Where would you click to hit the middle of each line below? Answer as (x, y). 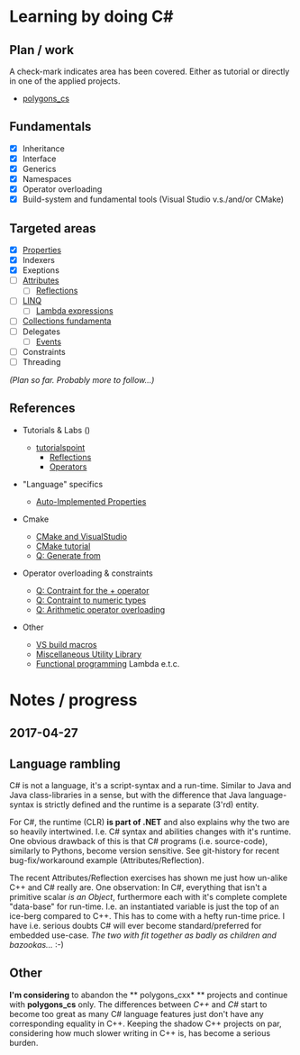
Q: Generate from (68, 555)
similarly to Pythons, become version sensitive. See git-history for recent (145, 850)
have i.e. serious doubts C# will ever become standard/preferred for (136, 925)
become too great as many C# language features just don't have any (136, 1014)
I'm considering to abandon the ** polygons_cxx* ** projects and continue (149, 995)
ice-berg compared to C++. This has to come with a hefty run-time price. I (147, 915)
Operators (68, 467)
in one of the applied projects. (65, 81)
